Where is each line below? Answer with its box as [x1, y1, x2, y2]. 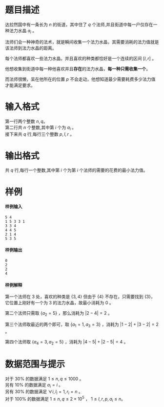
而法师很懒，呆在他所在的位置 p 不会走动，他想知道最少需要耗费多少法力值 [5, 76, 156, 82]
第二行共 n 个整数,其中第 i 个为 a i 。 [5, 124, 77, 131]
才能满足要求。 [5, 82, 35, 88]
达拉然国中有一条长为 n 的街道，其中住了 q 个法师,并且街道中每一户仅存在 [5, 21, 153, 27]
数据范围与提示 [5, 359, 65, 369]
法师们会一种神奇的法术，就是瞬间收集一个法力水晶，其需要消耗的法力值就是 [5, 39, 159, 44]
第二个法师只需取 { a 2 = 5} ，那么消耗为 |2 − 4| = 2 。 [5, 310, 112, 317]
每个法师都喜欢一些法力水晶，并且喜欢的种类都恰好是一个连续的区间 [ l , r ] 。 [5, 55, 157, 61]
